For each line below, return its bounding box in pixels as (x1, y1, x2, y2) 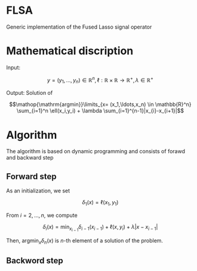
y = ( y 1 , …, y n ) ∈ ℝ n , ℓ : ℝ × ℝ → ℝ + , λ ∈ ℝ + (47, 75, 154, 85)
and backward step (6, 154, 54, 161)
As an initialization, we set (6, 187, 70, 194)
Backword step (6, 256, 64, 266)
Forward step (6, 171, 57, 182)
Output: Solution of (6, 89, 53, 96)
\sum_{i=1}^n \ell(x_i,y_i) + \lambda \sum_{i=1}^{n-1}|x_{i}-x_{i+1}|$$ (17, 107, 184, 114)
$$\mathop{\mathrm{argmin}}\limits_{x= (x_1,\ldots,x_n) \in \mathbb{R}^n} (8, 101, 192, 108)
